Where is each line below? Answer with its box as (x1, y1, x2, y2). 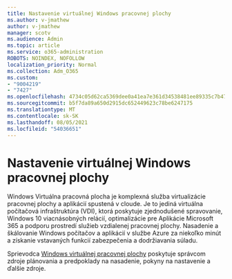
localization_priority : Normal (7, 61, 97, 68)
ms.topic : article (7, 42, 60, 49)
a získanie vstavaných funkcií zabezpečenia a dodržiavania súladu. (7, 236, 198, 245)
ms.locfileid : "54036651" (7, 125, 81, 132)
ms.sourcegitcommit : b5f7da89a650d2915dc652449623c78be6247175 (7, 100, 193, 107)
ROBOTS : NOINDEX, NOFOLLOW (7, 55, 85, 62)
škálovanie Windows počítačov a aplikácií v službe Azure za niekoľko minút (7, 229, 222, 238)
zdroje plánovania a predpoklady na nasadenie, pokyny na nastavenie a (7, 257, 211, 265)
